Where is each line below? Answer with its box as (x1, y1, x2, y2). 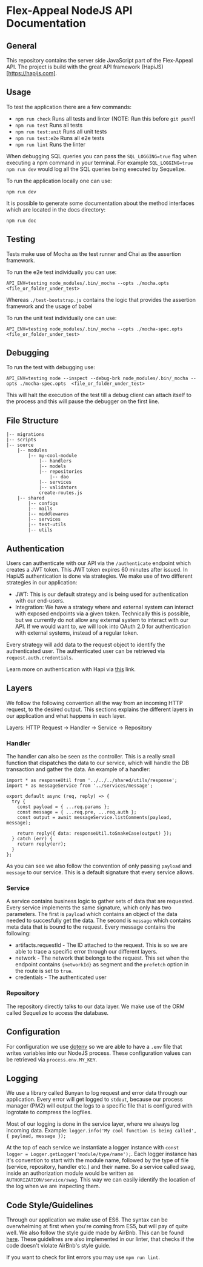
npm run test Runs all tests (15, 121, 83, 129)
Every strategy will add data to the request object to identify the (6, 641, 165, 649)
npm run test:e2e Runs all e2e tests (15, 134, 105, 141)
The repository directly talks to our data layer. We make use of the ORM (6, 1003, 185, 1010)
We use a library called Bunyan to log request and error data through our (6, 1089, 188, 1097)
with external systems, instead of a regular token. (15, 629, 139, 637)
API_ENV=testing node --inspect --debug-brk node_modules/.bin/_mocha (6, 375, 188, 382)
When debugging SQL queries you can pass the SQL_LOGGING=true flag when (6, 152, 197, 159)
